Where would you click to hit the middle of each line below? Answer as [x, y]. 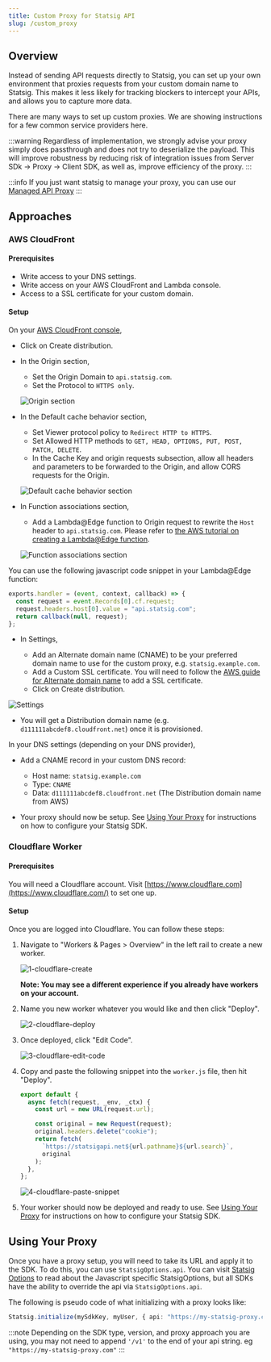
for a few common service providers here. [78, 125]
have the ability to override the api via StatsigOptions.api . [106, 1287]
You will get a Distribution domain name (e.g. [94, 721]
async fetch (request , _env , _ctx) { [89, 1102]
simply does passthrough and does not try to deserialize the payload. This [132, 149]
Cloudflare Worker [46, 846]
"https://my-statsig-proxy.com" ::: [67, 1350]
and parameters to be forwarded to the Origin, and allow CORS [136, 467]
